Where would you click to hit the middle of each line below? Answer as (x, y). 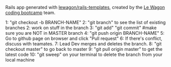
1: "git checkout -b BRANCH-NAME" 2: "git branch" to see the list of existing (86, 22)
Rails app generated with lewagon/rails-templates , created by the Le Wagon (85, 7)
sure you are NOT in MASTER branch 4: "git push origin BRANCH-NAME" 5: (85, 33)
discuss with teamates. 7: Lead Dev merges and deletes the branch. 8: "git (83, 44)
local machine (20, 60)
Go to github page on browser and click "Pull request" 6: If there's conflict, (84, 38)
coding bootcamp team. (30, 13)
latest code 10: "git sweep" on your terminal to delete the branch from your (84, 54)
